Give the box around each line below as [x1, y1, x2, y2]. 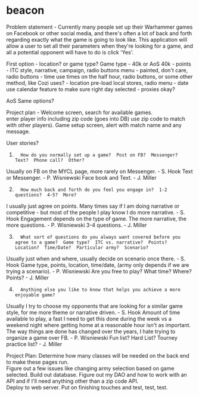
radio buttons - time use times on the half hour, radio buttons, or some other [6, 73, 193, 80]
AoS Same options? [6, 97, 55, 104]
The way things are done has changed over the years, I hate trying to [6, 328, 176, 335]
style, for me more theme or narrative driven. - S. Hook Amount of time [6, 309, 181, 316]
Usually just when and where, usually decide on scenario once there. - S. [6, 255, 186, 262]
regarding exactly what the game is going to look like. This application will [6, 36, 188, 43]
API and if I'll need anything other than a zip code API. [6, 377, 139, 384]
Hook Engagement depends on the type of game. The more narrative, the [6, 215, 186, 222]
